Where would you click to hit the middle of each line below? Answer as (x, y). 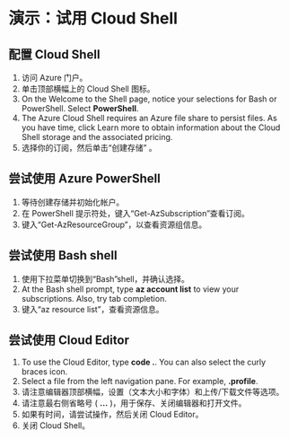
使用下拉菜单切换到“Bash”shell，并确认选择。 (105, 278)
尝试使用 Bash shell (63, 255)
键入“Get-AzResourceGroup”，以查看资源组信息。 (114, 224)
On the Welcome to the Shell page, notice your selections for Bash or (149, 99)
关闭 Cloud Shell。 (56, 426)
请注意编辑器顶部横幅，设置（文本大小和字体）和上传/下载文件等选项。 (153, 392)
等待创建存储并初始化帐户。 (73, 202)
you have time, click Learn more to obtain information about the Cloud (151, 127)
